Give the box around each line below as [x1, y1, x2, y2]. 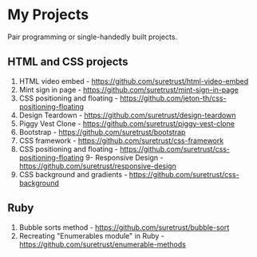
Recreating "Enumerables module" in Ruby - [18, 231, 164, 240]
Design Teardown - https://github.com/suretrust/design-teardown [18, 110, 236, 120]
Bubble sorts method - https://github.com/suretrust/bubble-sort [18, 222, 230, 232]
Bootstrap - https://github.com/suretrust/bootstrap [18, 127, 186, 136]
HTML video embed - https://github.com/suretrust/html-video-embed [18, 76, 249, 85]
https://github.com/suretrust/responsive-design [18, 161, 176, 171]
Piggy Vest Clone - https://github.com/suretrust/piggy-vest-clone [18, 118, 235, 128]
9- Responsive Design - [85, 152, 164, 162]
